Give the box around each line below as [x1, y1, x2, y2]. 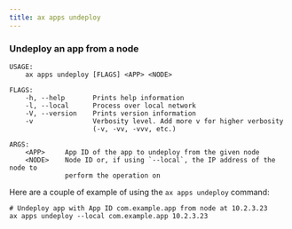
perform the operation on [65, 170, 162, 180]
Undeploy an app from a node [9, 42, 139, 54]
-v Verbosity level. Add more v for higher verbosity [25, 116, 284, 125]
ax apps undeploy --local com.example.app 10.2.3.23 [9, 211, 209, 220]
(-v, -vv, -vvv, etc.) [92, 124, 177, 133]
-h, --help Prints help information [25, 93, 185, 102]
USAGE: [9, 62, 34, 71]
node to [9, 163, 38, 172]
